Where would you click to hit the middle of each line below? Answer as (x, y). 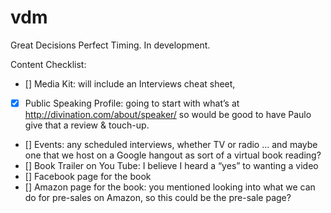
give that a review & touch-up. (87, 125)
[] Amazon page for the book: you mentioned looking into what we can (170, 187)
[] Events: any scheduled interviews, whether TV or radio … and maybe (171, 144)
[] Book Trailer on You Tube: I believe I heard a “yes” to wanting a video (171, 165)
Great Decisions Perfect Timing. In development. (110, 45)
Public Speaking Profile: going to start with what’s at (132, 103)
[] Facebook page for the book (88, 176)
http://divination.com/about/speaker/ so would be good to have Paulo (168, 114)
